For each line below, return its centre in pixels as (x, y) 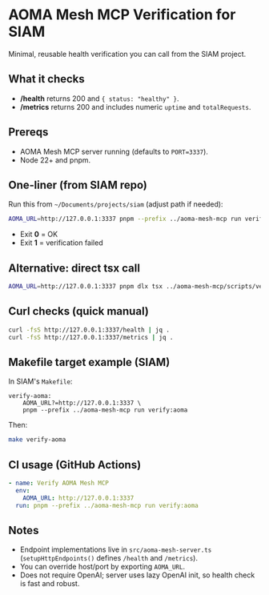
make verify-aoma (37, 440)
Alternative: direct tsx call (74, 268)
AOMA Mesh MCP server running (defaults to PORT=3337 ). (114, 151)
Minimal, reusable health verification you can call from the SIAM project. (127, 54)
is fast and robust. (50, 584)
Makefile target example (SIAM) (89, 362)
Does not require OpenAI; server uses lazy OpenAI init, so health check (137, 575)
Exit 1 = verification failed (61, 243)
